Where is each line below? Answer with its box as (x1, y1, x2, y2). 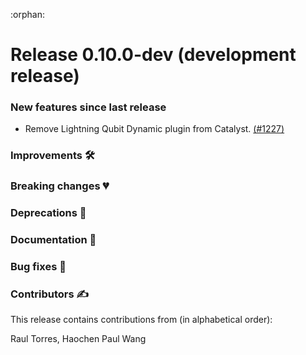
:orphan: (10, 9, 45, 20)
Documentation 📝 (10, 233, 97, 247)
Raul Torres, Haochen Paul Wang (10, 333, 147, 345)
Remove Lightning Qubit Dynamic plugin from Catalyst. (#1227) (24, 123, 285, 135)
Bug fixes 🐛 (10, 260, 67, 274)
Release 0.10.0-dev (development (10, 44, 297, 66)
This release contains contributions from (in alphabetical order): (10, 314, 273, 326)
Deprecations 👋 (10, 206, 87, 220)
